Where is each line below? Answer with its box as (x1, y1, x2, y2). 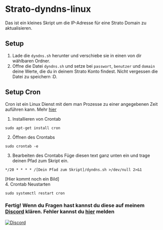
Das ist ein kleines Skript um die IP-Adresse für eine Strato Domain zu (5, 20, 147, 26)
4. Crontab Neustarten (5, 181, 51, 187)
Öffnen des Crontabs (12, 134, 55, 140)
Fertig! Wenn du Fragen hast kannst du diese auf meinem (5, 202, 145, 209)
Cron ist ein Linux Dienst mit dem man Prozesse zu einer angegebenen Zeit (5, 101, 158, 107)
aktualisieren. (5, 25, 33, 31)
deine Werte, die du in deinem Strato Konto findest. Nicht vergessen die (12, 68, 158, 74)
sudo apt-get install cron (5, 125, 61, 131)
